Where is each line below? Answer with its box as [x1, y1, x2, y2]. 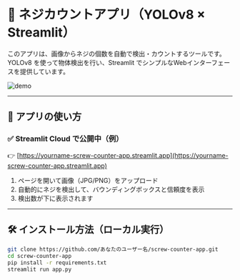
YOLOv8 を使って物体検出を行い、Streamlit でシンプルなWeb [7, 58, 187, 66]
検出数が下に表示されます [17, 194, 94, 202]
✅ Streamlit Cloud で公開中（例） [7, 134, 124, 144]
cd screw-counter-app [7, 253, 72, 260]
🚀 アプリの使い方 [7, 111, 82, 123]
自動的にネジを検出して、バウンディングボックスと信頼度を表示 [17, 185, 205, 194]
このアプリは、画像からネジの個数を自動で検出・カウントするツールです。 [7, 49, 226, 58]
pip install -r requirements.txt [7, 259, 107, 266]
